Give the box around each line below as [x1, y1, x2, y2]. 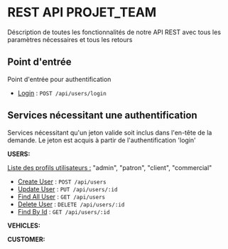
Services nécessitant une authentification [7, 110, 197, 122]
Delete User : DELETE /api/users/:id [17, 200, 125, 208]
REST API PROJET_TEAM [7, 4, 157, 21]
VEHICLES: [7, 221, 40, 230]
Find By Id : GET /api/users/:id [17, 207, 110, 216]
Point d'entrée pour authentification [7, 75, 112, 83]
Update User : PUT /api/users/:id [17, 184, 118, 193]
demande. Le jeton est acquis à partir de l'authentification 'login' [7, 136, 197, 144]
